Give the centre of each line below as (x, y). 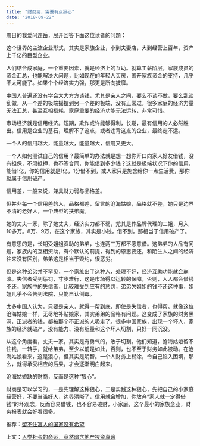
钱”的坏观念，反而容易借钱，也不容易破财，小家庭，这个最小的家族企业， (96, 404)
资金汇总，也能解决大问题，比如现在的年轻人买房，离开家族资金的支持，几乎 (100, 75)
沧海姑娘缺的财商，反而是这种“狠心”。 (53, 376)
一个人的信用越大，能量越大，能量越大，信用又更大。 (71, 143)
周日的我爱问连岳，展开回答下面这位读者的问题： (66, 35)
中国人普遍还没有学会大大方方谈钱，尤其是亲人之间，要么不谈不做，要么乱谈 (100, 95)
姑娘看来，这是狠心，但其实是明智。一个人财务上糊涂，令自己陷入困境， (100, 356)
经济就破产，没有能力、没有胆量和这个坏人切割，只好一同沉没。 (95, 329)
